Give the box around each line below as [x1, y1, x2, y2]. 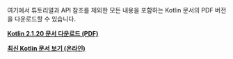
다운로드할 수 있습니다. [14, 15, 77, 23]
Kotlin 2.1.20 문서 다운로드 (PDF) [7, 30, 99, 37]
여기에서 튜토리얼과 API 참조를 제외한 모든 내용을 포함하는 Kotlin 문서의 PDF [7, 6, 214, 14]
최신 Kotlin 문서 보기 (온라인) [7, 44, 86, 52]
